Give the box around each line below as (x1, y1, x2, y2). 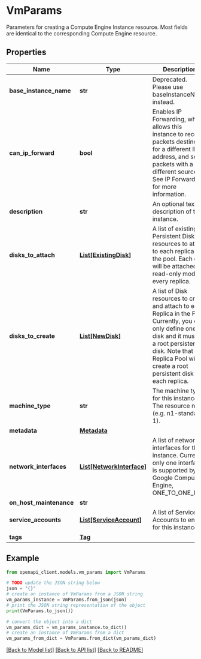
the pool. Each (152, 254, 193, 263)
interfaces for (152, 444, 190, 452)
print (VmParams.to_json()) (6, 607, 74, 614)
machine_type (9, 402, 51, 410)
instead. (152, 97, 175, 106)
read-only (152, 269, 181, 278)
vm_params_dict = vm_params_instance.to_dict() (6, 624, 127, 630)
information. (152, 190, 187, 198)
